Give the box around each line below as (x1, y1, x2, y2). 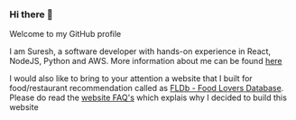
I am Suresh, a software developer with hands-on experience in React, (9, 46, 272, 57)
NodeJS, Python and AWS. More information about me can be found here (9, 56, 282, 67)
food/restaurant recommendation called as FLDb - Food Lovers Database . (9, 83, 284, 94)
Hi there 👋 (9, 8, 54, 21)
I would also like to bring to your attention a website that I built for (9, 73, 253, 84)
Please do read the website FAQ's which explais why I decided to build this (9, 92, 287, 103)
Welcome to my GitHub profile (9, 29, 122, 40)
